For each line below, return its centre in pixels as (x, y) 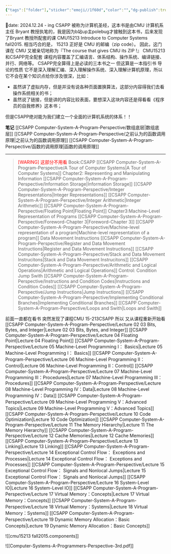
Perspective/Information (43, 184)
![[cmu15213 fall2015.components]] (42, 536)
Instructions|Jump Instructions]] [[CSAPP (101, 292)
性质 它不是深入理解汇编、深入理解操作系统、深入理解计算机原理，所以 (88, 70)
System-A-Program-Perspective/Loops (59, 308)
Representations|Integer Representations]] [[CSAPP (72, 195)
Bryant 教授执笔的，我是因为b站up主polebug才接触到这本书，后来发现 (89, 32)
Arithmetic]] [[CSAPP (40, 205)
